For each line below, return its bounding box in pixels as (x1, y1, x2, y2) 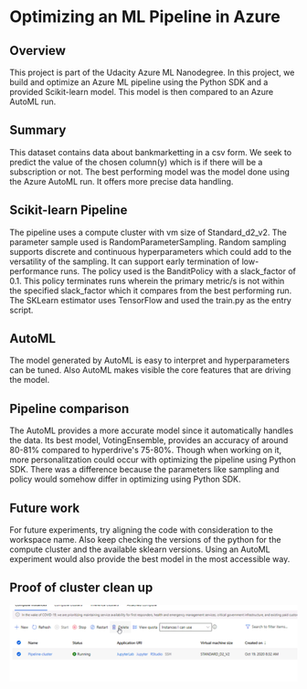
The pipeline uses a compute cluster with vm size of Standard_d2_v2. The (9, 227, 288, 238)
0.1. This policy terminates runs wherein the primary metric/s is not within (9, 275, 285, 286)
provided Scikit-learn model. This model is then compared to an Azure (9, 87, 274, 97)
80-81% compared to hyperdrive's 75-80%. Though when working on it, (9, 445, 282, 456)
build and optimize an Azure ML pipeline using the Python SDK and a (9, 77, 269, 88)
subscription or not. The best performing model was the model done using (9, 166, 291, 177)
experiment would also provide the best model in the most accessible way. (9, 554, 291, 565)
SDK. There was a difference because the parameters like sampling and (9, 464, 281, 475)
